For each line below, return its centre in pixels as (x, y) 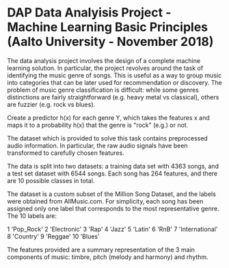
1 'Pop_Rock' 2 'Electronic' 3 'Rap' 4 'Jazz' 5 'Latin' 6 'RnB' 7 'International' (112, 229)
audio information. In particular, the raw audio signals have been (97, 145)
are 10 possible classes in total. (51, 180)
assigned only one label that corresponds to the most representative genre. (113, 208)
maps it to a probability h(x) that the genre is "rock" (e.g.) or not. (98, 125)
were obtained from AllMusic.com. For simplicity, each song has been (105, 201)
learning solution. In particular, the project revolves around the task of (105, 68)
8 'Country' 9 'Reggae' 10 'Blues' (54, 236)
